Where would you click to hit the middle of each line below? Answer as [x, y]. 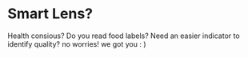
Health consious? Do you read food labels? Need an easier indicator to [124, 36]
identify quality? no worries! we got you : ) [77, 44]
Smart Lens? [50, 14]
